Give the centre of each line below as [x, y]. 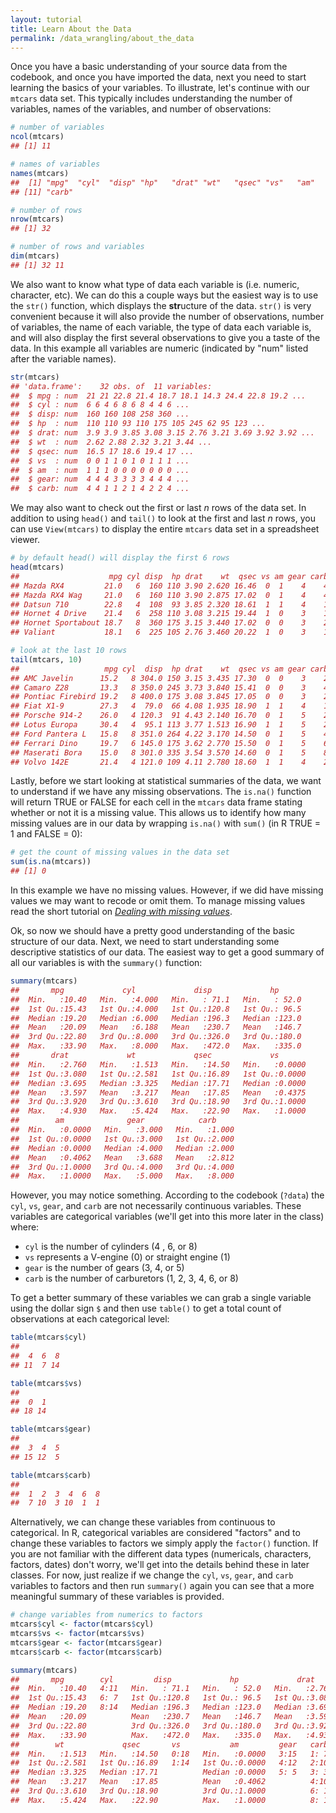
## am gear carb [113, 1121]
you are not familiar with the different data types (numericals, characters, [161, 1554]
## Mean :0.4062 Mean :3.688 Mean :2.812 [122, 1157]
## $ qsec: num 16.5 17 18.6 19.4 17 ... [102, 451]
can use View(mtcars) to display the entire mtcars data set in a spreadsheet [165, 529]
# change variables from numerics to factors [106, 1615]
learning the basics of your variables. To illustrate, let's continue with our [160, 88]
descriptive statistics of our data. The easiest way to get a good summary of [167, 952]
